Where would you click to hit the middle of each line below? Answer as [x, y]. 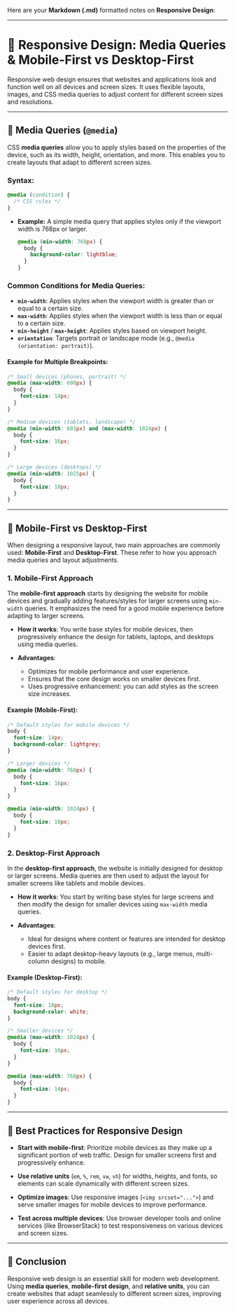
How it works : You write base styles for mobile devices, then [105, 629]
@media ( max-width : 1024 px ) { [51, 1038]
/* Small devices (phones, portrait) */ [67, 377]
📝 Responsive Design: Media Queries [117, 45]
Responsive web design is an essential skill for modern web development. [114, 1278]
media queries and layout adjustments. [63, 560]
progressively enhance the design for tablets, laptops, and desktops [115, 637]
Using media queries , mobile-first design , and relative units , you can [108, 1286]
